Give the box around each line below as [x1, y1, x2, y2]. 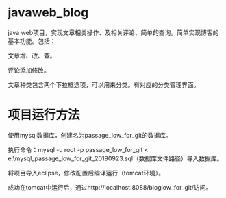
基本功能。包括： [8, 36, 56, 45]
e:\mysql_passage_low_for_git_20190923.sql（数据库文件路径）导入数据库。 [8, 154, 223, 162]
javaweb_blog [8, 5, 89, 21]
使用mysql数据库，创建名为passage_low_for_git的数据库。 [8, 131, 172, 139]
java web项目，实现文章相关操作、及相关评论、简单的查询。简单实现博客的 [8, 28, 219, 36]
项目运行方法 [8, 108, 81, 123]
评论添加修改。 [8, 66, 50, 74]
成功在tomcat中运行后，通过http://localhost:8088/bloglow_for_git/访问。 [8, 183, 212, 191]
